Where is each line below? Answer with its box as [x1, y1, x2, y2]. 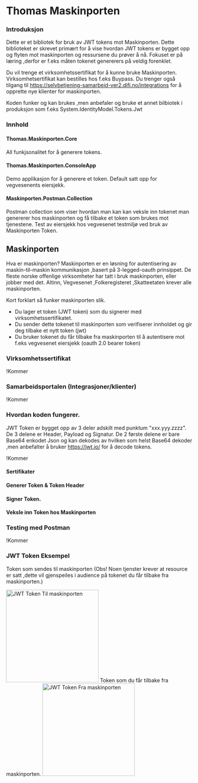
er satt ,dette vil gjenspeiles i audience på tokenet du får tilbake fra [6, 572, 169, 579]
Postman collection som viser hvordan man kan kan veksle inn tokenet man [6, 208, 189, 216]
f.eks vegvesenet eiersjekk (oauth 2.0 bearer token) [14, 339, 141, 346]
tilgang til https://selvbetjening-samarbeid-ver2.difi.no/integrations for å [6, 82, 182, 89]
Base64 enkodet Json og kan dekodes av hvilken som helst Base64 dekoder [6, 437, 193, 444]
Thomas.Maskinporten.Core [6, 135, 77, 142]
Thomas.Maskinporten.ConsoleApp [6, 162, 96, 169]
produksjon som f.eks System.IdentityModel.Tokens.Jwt [6, 105, 143, 113]
